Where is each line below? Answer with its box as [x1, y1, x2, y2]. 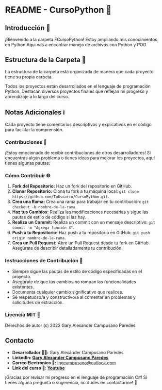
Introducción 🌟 [5, 24, 50, 32]
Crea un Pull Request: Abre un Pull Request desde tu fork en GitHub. [12, 240, 150, 246]
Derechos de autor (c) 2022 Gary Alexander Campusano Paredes [5, 322, 136, 328]
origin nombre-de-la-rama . [12, 235, 66, 241]
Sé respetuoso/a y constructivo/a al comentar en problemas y [12, 294, 136, 300]
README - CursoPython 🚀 [5, 4, 112, 16]
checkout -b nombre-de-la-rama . [12, 204, 77, 210]
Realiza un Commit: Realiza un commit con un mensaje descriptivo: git [12, 220, 156, 225]
